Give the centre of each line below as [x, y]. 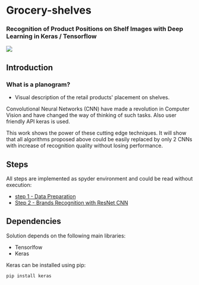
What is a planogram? [38, 84]
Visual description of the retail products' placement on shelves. [92, 97]
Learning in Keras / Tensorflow [51, 36]
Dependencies [34, 221]
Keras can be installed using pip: [46, 265]
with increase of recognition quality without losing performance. [85, 145]
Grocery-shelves [49, 10]
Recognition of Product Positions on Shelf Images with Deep [95, 29]
